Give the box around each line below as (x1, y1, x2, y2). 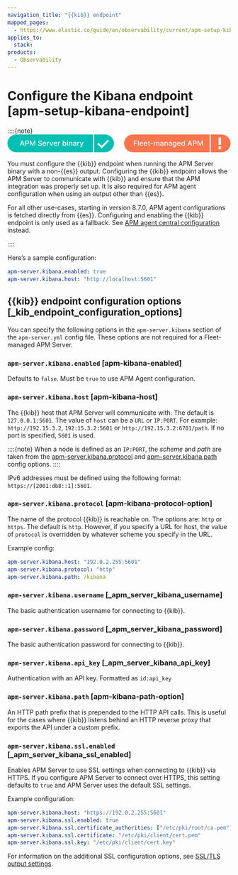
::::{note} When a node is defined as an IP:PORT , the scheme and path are (7, 445, 222, 453)
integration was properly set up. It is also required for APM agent (7, 182, 196, 191)
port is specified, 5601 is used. (7, 430, 96, 440)
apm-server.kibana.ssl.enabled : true (7, 817, 119, 824)
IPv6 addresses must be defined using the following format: (7, 473, 182, 482)
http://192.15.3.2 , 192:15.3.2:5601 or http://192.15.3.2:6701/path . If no (7, 423, 225, 432)
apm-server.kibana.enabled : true (7, 268, 106, 276)
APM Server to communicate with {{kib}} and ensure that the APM (7, 175, 200, 183)
